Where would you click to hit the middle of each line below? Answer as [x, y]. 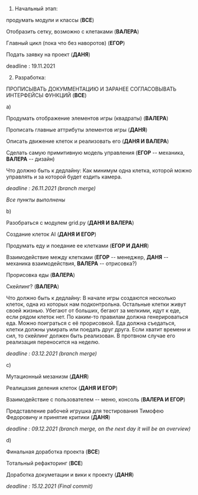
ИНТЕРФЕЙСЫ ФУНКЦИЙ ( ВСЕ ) [46, 95]
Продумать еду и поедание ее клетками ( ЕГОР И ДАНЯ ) [78, 246]
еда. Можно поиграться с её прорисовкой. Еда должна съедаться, [91, 323]
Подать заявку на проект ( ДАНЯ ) [48, 55]
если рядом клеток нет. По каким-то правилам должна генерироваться [97, 317]
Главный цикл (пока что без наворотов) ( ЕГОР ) [66, 43]
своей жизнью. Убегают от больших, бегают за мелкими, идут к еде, [94, 310]
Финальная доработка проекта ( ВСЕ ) [53, 452]
